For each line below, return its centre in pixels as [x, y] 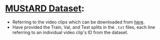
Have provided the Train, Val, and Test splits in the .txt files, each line [84, 27]
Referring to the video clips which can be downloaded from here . [78, 22]
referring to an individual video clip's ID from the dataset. [70, 32]
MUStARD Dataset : [45, 9]
